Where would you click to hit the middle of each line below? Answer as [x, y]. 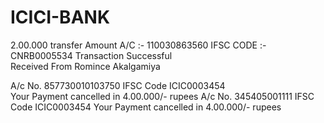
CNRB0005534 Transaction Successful [91, 55]
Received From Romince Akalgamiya [85, 66]
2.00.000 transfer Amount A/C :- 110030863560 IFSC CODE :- [138, 45]
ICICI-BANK [60, 17]
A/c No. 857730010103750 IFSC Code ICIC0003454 [118, 85]
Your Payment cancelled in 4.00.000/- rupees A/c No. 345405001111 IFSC [162, 96]
